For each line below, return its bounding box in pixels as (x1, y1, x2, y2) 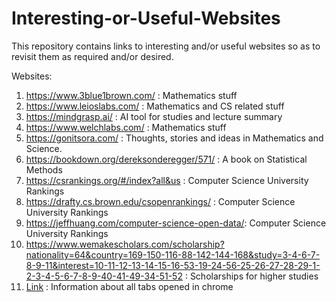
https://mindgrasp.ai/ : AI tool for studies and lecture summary (25, 110, 283, 122)
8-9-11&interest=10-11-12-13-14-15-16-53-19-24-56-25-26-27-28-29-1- (25, 259, 321, 271)
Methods (25, 163, 63, 176)
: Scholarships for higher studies (184, 270, 319, 282)
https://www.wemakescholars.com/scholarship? (25, 238, 225, 250)
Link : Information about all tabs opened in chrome (25, 280, 234, 292)
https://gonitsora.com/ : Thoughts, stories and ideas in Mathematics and (25, 132, 324, 144)
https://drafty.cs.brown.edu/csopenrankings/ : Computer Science (25, 195, 296, 207)
